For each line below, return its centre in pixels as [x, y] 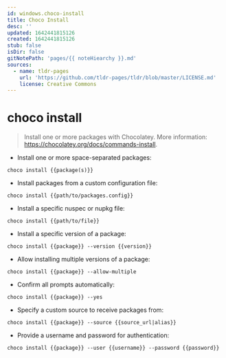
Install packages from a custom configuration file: [87, 183]
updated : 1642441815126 [41, 33]
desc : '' [20, 26]
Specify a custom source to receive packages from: [90, 310]
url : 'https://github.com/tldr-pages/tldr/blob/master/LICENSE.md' [118, 77]
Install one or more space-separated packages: [84, 158]
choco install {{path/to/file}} [53, 221]
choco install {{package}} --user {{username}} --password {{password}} [113, 348]
